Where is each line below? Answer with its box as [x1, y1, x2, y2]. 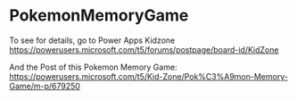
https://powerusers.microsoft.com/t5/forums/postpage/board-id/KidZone [9, 44, 279, 54]
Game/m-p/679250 [9, 80, 80, 91]
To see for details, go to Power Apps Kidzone [9, 35, 176, 46]
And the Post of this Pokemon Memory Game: [9, 62, 177, 72]
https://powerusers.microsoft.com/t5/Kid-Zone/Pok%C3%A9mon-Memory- [9, 71, 288, 81]
